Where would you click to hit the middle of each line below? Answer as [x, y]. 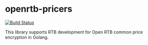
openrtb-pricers [39, 9]
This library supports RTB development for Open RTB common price [74, 32]
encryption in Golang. [27, 37]
